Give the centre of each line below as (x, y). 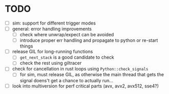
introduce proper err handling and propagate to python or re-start (89, 40)
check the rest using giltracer (51, 63)
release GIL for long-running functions (52, 52)
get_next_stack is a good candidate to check (67, 57)
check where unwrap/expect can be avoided (67, 35)
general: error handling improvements (52, 29)
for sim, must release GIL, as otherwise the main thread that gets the (92, 75)
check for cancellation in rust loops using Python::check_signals (80, 69)
